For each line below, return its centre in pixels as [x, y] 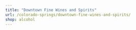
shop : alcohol [20, 19]
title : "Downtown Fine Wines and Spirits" [51, 10]
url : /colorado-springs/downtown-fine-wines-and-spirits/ [68, 15]
